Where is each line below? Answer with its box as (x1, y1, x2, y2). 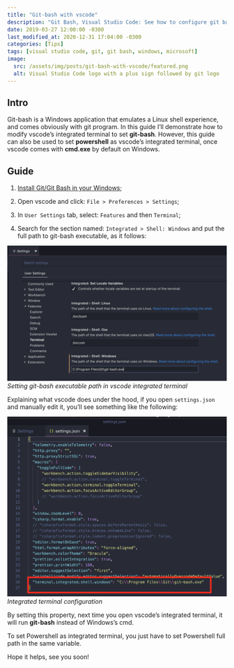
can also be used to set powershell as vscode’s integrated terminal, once (7, 138, 218, 146)
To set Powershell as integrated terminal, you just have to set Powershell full (7, 632, 226, 640)
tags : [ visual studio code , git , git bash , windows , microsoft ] (7, 48, 198, 55)
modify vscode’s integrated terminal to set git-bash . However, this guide (7, 130, 215, 139)
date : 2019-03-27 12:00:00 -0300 (7, 26, 104, 33)
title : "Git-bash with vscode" (7, 11, 98, 18)
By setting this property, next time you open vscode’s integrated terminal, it (7, 611, 223, 619)
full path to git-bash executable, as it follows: (17, 232, 147, 240)
